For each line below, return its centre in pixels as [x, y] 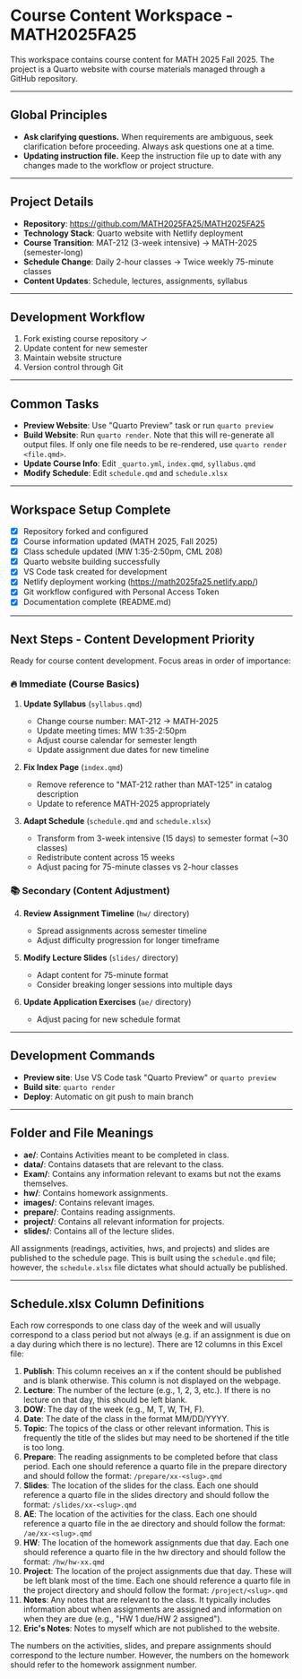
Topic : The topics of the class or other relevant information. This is [146, 1428]
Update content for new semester [86, 348]
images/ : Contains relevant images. [89, 1202]
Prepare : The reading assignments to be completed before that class [151, 1457]
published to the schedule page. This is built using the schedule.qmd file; [143, 1258]
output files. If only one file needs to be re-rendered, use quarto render [155, 445]
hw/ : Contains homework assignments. [95, 1192]
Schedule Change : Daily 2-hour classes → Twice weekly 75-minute [148, 262]
